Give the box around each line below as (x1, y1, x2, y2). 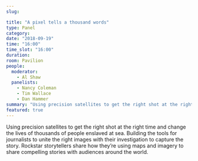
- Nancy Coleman (16, 85, 57, 91)
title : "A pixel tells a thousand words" (6, 19, 110, 25)
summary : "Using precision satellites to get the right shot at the (6, 101, 178, 107)
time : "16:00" (6, 41, 41, 47)
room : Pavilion (6, 57, 44, 64)
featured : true (6, 107, 44, 113)
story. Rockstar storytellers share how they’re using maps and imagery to (6, 142, 184, 149)
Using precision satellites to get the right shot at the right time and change (6, 123, 186, 130)
